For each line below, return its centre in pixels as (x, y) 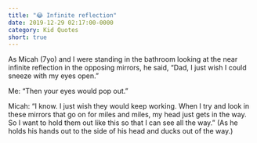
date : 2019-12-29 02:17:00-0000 (61, 23)
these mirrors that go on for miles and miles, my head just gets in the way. (127, 115)
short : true (27, 37)
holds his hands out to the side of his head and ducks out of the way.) (121, 131)
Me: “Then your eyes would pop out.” (68, 91)
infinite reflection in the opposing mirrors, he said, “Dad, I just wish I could (127, 68)
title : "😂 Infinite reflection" (63, 15)
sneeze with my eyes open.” (54, 76)
